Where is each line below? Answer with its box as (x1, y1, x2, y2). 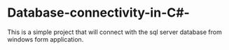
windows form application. (7, 35, 84, 43)
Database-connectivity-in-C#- (7, 5, 190, 21)
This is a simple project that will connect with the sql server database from (7, 28, 222, 36)
